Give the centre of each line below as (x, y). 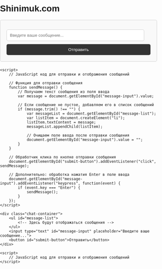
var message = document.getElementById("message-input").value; (86, 96)
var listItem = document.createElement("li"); (76, 118)
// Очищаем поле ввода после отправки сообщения (78, 135)
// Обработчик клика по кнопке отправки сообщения (63, 157)
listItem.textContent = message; (61, 123)
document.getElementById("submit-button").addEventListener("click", (82, 162)
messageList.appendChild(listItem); (65, 127)
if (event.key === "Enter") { (49, 188)
